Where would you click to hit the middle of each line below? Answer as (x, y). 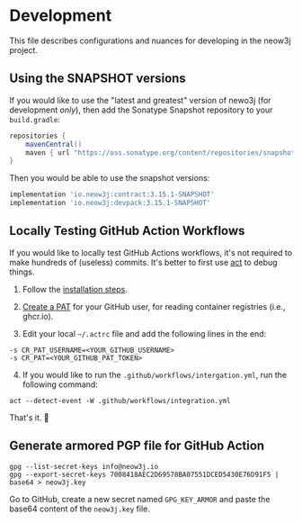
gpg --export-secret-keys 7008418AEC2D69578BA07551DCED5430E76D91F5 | (144, 474)
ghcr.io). (38, 316)
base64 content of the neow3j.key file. (80, 509)
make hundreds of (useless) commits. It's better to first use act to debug (143, 262)
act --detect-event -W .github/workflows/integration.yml (120, 401)
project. (24, 50)
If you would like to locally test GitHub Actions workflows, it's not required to (151, 252)
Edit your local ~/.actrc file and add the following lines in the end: (144, 333)
